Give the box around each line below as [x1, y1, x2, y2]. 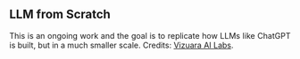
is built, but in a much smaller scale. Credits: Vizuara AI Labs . [9, 40, 234, 50]
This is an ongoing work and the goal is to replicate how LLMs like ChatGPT [9, 30, 291, 41]
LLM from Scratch [9, 7, 112, 22]
